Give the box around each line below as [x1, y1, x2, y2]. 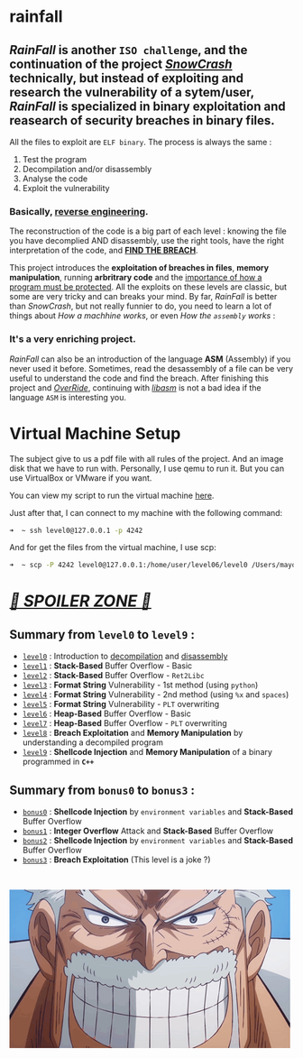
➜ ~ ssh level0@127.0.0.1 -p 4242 [9, 526, 143, 535]
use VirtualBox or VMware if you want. [9, 472, 152, 483]
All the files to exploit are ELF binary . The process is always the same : [9, 137, 272, 147]
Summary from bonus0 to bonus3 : [9, 782, 196, 797]
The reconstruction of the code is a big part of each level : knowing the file [9, 225, 287, 236]
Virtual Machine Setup [9, 423, 181, 444]
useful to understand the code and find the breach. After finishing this [9, 373, 269, 383]
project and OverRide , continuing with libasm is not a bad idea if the [9, 382, 262, 393]
